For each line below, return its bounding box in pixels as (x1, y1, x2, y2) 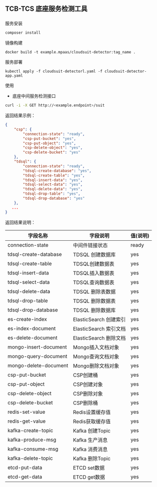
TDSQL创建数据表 (73, 260, 115, 267)
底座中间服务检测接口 (12, 93, 56, 99)
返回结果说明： (5, 219, 36, 225)
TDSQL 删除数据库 (73, 307, 116, 313)
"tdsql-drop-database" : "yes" (23, 196, 85, 201)
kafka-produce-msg (7, 436, 57, 443)
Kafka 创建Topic (73, 427, 111, 434)
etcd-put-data (7, 464, 42, 471)
